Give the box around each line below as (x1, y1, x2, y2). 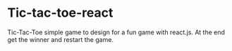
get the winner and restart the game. (7, 35, 114, 43)
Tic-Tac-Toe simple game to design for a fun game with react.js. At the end (7, 28, 226, 36)
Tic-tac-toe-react (7, 5, 114, 21)
